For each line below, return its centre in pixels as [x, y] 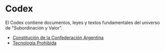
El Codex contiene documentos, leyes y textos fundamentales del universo [82, 22]
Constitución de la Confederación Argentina [58, 37]
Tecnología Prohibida [34, 42]
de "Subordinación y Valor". [34, 27]
